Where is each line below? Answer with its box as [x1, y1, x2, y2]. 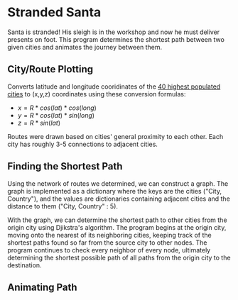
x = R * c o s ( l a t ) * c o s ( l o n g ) [17, 104, 97, 112]
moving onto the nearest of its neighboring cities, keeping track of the [7, 230, 212, 239]
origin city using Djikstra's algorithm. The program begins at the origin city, [7, 223, 227, 231]
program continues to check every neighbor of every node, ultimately [7, 245, 211, 254]
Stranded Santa [7, 4, 102, 21]
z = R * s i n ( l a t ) [17, 118, 61, 127]
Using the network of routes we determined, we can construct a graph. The [7, 179, 229, 188]
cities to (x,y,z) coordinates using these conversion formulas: [7, 89, 186, 98]
